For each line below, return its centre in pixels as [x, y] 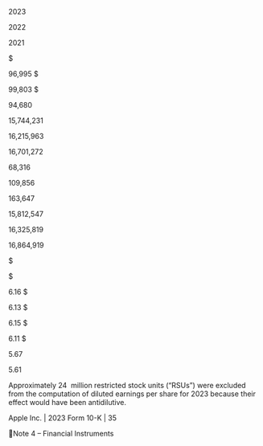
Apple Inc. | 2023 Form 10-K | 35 [63, 418]
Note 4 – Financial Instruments [64, 434]
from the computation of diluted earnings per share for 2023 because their [132, 394]
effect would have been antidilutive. [68, 402]
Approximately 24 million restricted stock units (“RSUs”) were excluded [127, 385]
